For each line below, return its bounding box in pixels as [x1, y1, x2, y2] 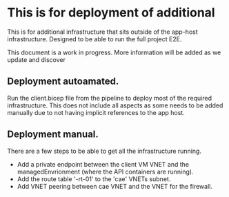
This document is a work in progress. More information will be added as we [7, 48, 221, 56]
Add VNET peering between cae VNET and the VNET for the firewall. [17, 182, 212, 190]
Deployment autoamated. [7, 76, 119, 87]
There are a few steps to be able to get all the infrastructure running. [7, 147, 202, 155]
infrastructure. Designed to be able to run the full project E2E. [7, 34, 182, 43]
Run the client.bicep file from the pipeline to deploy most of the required [7, 94, 212, 102]
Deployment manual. [7, 129, 99, 141]
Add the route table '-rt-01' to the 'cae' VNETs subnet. [17, 174, 171, 183]
